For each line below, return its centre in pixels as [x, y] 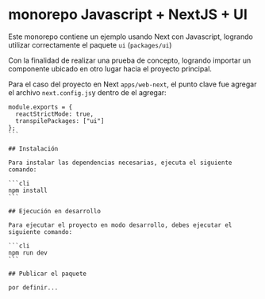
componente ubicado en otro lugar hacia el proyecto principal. [110, 68]
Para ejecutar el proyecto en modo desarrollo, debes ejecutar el [120, 225]
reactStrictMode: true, [54, 114]
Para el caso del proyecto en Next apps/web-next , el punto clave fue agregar [132, 84]
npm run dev [28, 253]
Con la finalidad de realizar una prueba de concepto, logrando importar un [130, 60]
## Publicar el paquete [48, 274]
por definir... [33, 287]
